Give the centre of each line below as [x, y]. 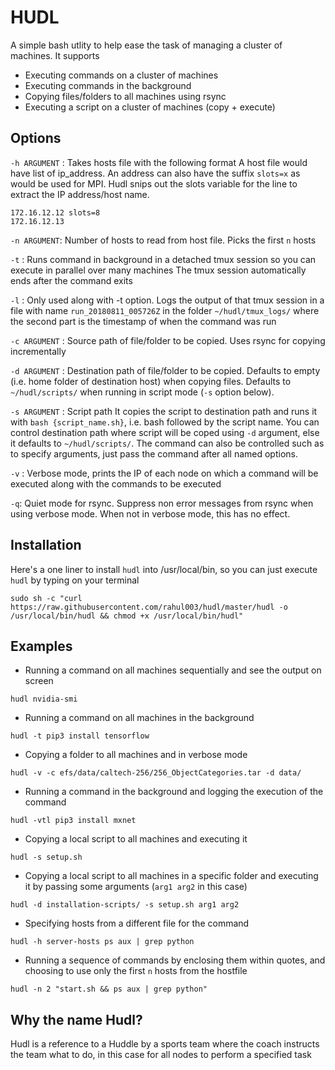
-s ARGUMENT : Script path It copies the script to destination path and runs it [164, 411]
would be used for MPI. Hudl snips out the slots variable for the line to [154, 183]
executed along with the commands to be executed [116, 483]
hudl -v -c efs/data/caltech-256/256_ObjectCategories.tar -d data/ [156, 773]
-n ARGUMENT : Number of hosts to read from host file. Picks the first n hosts [163, 240]
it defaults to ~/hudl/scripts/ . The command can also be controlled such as [167, 443]
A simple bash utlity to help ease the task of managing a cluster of [146, 45]
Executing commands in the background [108, 85]
